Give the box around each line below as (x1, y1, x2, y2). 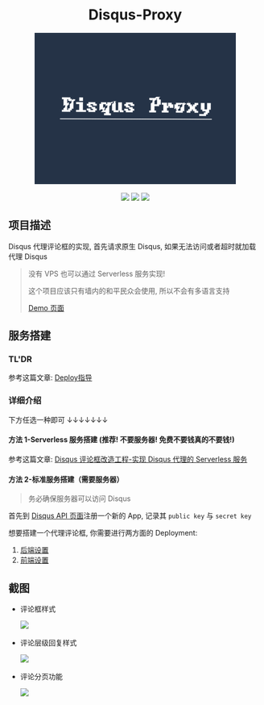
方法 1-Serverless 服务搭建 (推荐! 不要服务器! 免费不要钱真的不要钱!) (8, 435, 235, 444)
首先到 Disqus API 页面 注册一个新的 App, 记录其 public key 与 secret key (8, 511, 252, 521)
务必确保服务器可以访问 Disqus (27, 494, 131, 503)
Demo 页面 (27, 302, 64, 312)
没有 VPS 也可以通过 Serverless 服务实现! (27, 269, 166, 278)
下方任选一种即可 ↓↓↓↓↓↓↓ (8, 415, 109, 424)
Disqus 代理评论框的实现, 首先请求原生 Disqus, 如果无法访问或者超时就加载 (8, 241, 257, 251)
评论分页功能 (19, 671, 63, 681)
